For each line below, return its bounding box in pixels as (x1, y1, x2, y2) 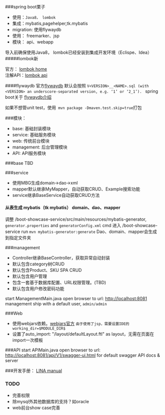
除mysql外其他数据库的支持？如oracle (12, 398, 90, 404)
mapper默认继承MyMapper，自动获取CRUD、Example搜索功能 (12, 186, 140, 192)
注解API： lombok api (5, 73, 48, 78)
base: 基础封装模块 (12, 126, 51, 131)
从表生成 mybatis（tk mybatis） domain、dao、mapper (5, 204, 121, 210)
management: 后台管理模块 (12, 144, 68, 150)
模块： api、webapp (12, 39, 54, 45)
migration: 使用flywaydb (12, 27, 62, 33)
